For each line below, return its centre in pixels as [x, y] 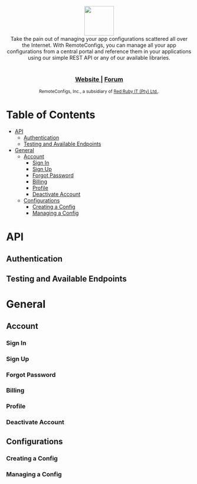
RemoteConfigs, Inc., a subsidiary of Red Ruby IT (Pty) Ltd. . [99, 92]
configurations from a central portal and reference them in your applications [99, 51]
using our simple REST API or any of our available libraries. [99, 58]
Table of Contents [51, 115]
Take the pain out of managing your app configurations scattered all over [99, 39]
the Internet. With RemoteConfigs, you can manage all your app [99, 45]
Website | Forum [99, 79]
